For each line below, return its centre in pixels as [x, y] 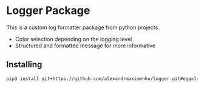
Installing [24, 65]
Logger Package [48, 11]
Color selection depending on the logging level [73, 39]
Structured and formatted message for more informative [85, 46]
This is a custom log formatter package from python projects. [83, 27]
